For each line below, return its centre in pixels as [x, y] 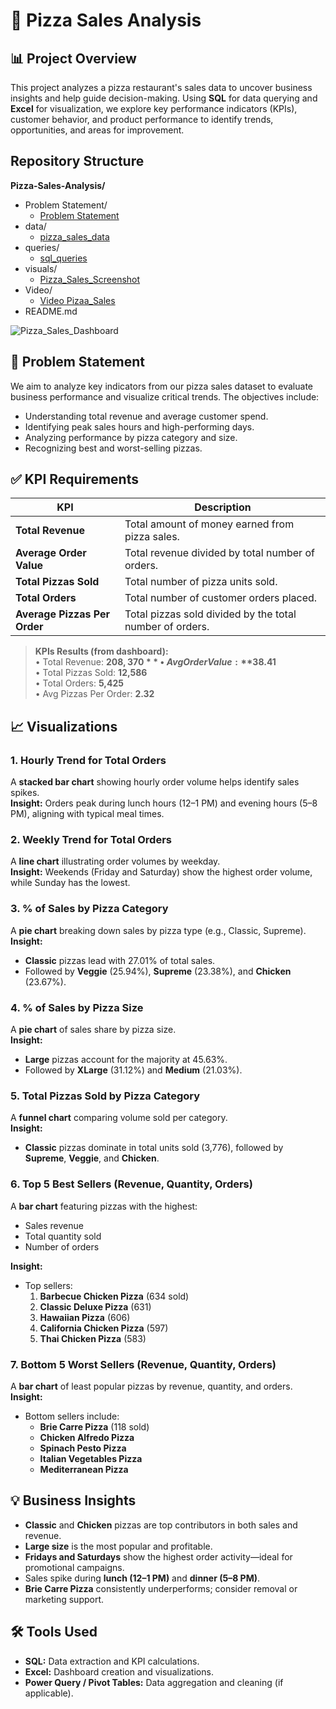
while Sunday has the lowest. [70, 883]
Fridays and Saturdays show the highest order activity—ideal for [158, 1556]
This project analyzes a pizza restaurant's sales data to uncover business [161, 87]
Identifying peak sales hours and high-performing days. [139, 426]
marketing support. [64, 1599]
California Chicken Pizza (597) [104, 1328]
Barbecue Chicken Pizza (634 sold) [114, 1296]
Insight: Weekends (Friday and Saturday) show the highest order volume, [161, 872]
